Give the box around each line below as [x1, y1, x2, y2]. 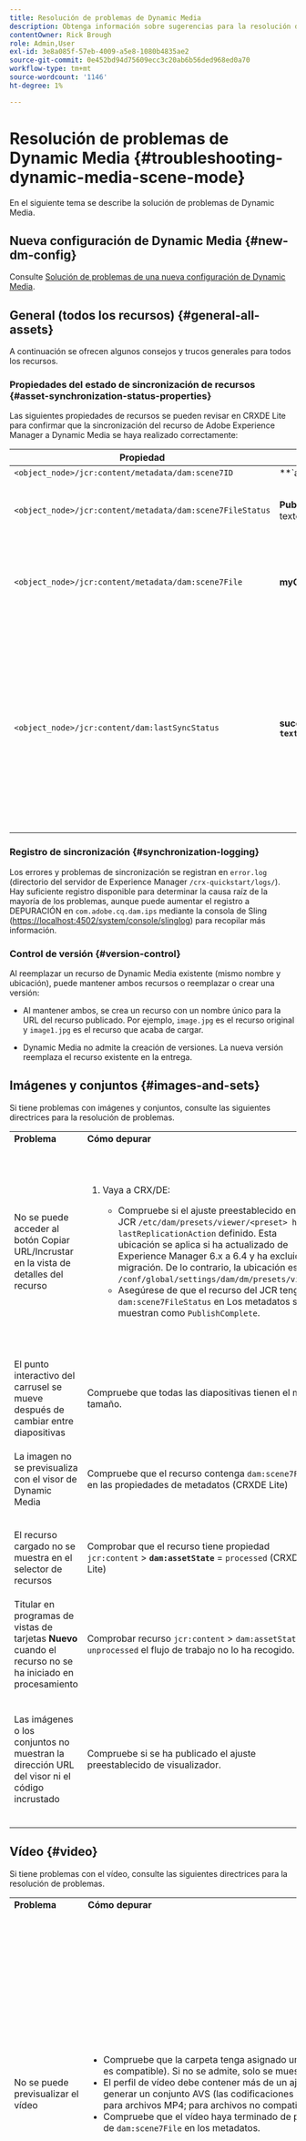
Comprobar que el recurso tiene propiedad [87, 1540, 270, 1553]
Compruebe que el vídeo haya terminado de [103, 2110, 291, 2123]
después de [14, 1403, 66, 1416]
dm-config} [9, 247, 77, 262]
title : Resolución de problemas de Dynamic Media [9, 13, 202, 23]
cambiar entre [14, 1414, 75, 1427]
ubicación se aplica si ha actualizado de [117, 1238, 289, 1250]
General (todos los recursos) [9, 307, 176, 323]
